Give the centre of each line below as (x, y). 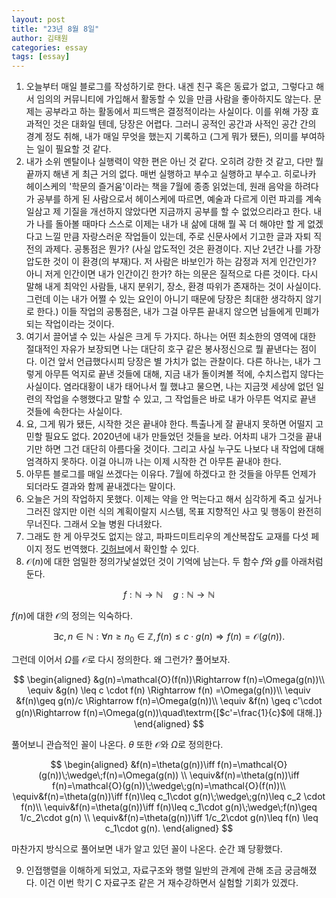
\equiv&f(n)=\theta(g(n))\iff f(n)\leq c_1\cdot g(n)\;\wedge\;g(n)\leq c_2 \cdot (169, 796)
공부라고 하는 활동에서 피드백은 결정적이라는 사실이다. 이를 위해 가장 (176, 112)
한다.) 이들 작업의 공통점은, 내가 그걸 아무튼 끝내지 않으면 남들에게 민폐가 (178, 312)
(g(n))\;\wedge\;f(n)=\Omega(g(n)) (108, 775)
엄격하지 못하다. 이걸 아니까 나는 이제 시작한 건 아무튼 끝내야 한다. (153, 462)
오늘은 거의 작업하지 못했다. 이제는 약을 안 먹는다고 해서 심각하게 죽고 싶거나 (174, 499)
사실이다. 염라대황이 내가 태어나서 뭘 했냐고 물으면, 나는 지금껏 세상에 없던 (169, 387)
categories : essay (49, 47)
